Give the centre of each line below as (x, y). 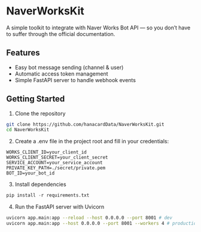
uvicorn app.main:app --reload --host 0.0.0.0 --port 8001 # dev (89, 218)
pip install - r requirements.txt (48, 195)
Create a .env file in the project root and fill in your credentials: (92, 141)
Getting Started (36, 99)
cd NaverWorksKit (28, 130)
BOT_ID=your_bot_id (31, 173)
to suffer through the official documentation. (61, 34)
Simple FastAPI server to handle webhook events (75, 80)
